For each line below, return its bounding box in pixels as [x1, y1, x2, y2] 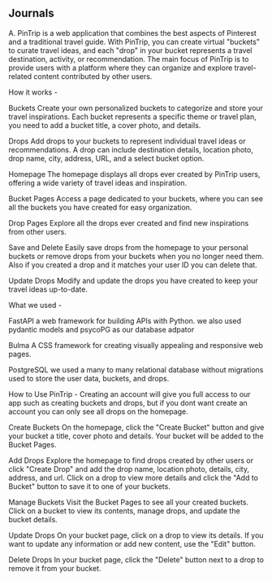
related [8, 71, 32, 81]
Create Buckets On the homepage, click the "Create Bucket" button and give [8, 422, 265, 432]
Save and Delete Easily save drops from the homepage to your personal [8, 242, 248, 252]
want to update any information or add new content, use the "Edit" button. [8, 539, 256, 548]
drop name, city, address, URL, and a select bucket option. [8, 153, 205, 163]
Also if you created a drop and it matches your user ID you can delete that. [8, 260, 257, 270]
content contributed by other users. [33, 71, 153, 81]
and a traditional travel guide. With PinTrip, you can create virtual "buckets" [8, 37, 260, 46]
